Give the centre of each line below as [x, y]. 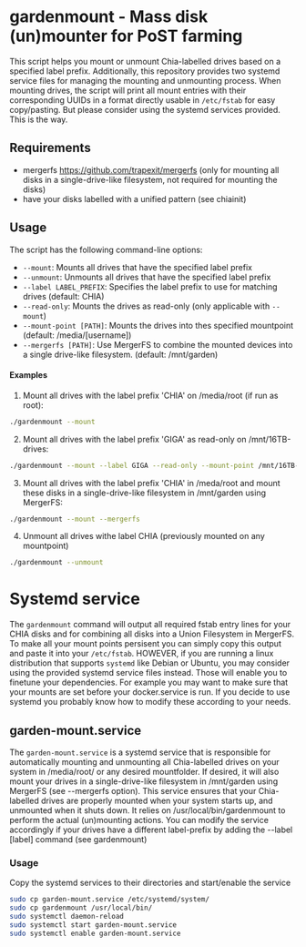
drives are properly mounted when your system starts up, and [157, 801]
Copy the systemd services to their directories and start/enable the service [150, 883]
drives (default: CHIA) [63, 296]
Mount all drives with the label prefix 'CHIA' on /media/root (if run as [150, 395]
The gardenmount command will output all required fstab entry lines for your [150, 625]
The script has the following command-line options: [106, 249]
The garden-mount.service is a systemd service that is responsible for [140, 752]
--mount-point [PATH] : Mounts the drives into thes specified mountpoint [158, 325]
